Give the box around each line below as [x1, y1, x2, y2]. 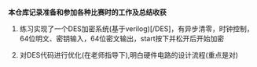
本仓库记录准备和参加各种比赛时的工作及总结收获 [8, 8, 167, 16]
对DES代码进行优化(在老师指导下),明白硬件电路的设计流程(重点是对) [19, 51, 238, 59]
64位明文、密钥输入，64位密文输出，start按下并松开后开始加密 [19, 34, 225, 43]
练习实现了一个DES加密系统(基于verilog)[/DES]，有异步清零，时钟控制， [19, 24, 254, 33]
